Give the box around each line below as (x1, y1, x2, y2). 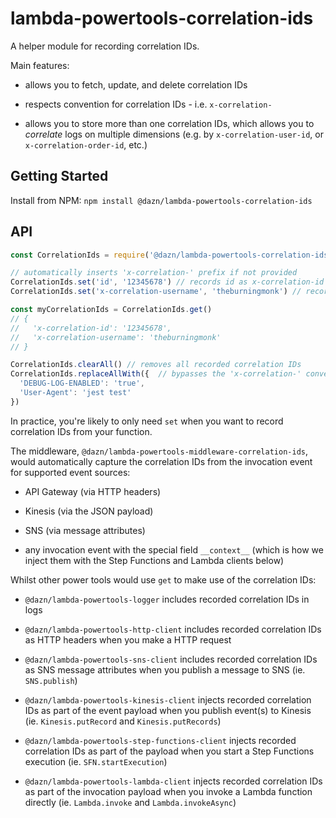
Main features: (10, 59, 70, 71)
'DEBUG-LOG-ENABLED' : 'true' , (19, 378, 145, 389)
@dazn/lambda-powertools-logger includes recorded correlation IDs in (24, 593, 310, 605)
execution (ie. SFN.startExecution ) (24, 755, 168, 767)
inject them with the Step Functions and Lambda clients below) (24, 554, 285, 566)
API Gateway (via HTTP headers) (24, 485, 162, 497)
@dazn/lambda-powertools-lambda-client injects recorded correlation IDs (24, 775, 323, 787)
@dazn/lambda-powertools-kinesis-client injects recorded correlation (24, 693, 312, 706)
